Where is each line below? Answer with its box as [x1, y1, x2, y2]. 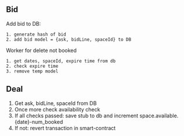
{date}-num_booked [14, 118, 63, 125]
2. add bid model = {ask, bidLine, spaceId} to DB [6, 36, 132, 43]
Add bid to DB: [6, 20, 41, 27]
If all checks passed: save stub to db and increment [14, 112, 139, 119]
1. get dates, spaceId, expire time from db [6, 58, 116, 64]
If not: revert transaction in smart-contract [14, 124, 116, 131]
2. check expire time [6, 63, 59, 69]
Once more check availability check [14, 106, 101, 113]
